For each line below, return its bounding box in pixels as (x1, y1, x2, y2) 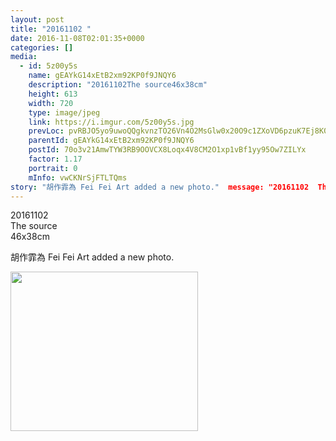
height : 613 (28, 89, 78, 99)
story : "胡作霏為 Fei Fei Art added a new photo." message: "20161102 (10, 182, 310, 192)
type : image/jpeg (28, 107, 101, 118)
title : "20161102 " (10, 24, 92, 34)
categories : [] (10, 42, 74, 53)
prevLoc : (28, 126, 65, 136)
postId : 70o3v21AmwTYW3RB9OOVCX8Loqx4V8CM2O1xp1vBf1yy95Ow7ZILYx (28, 145, 307, 155)
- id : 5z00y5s (19, 61, 78, 71)
